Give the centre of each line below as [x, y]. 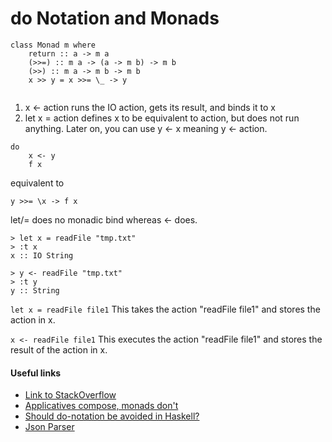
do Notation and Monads [115, 18]
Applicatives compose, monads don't [101, 406]
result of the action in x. [59, 349]
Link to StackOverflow [70, 395]
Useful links [36, 373]
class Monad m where [53, 45]
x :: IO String [42, 255]
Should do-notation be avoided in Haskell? [112, 416]
